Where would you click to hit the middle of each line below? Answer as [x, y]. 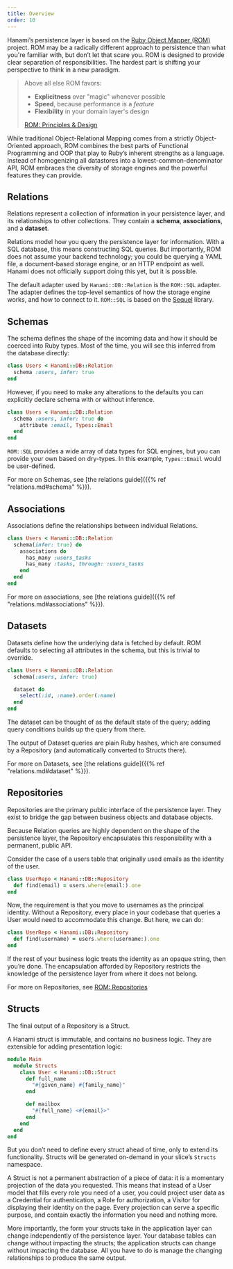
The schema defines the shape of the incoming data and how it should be [112, 339]
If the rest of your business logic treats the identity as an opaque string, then [117, 959]
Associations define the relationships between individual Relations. [103, 525]
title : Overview [31, 14]
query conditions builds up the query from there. [77, 729]
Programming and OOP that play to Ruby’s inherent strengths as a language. [116, 153]
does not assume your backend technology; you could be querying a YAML [115, 257]
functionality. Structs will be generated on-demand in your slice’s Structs [112, 1157]
